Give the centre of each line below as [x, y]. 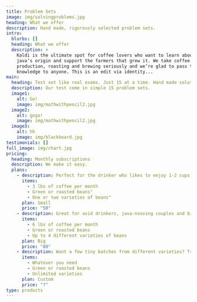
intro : [14, 33]
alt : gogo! [30, 115]
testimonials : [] [27, 142]
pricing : [17, 153]
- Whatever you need [52, 263]
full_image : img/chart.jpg [39, 148]
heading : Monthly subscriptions [51, 159]
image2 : [21, 110]
